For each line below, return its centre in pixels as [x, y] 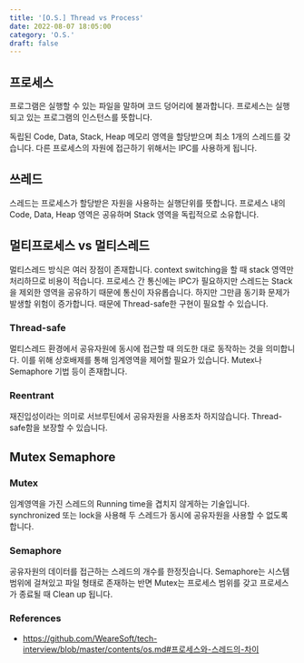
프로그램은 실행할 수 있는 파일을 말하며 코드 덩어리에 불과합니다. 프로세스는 [142, 106]
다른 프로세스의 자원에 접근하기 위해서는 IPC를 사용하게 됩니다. [147, 148]
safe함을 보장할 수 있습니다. [59, 427]
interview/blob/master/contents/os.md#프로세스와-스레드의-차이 [141, 649]
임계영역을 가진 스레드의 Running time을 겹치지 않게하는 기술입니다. [130, 503]
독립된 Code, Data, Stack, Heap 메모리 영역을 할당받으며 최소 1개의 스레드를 [145, 136]
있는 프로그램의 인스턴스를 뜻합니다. [89, 117]
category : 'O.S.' [42, 35]
